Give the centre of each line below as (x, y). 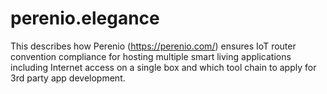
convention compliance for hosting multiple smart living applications (151, 56)
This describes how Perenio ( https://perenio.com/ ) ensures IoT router (153, 46)
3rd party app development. (68, 78)
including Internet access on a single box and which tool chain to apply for (163, 67)
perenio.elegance (85, 18)
